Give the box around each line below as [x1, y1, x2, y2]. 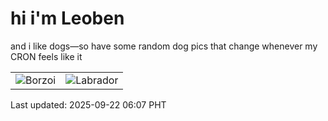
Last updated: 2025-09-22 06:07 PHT [10, 98, 167, 111]
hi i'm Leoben [10, 7, 125, 30]
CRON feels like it [10, 50, 83, 62]
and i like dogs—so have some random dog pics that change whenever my [10, 40, 318, 52]
